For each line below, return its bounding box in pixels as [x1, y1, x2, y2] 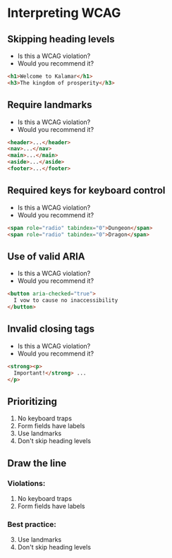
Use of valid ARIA [7, 250, 86, 262]
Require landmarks [7, 99, 92, 111]
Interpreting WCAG [7, 5, 121, 21]
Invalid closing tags [7, 323, 95, 335]
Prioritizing [7, 395, 58, 407]
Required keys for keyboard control [7, 185, 166, 197]
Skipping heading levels [7, 33, 115, 45]
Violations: [7, 478, 46, 488]
